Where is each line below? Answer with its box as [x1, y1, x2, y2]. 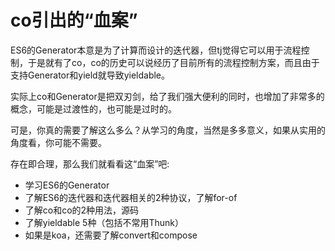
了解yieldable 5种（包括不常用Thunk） [24, 216, 184, 228]
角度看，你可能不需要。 [10, 136, 107, 148]
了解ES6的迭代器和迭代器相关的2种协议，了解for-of [24, 191, 238, 203]
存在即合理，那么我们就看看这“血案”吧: [10, 157, 170, 170]
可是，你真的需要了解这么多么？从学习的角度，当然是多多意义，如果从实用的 [10, 124, 326, 136]
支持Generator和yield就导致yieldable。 [10, 69, 171, 81]
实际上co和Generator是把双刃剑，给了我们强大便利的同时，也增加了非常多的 [10, 90, 325, 102]
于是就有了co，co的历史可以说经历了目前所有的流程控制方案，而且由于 [27, 56, 320, 68]
